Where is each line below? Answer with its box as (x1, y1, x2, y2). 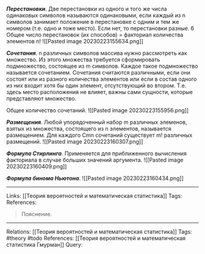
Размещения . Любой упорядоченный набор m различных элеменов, (6, 118, 187, 126)
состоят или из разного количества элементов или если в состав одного (6, 76, 197, 82)
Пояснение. (21, 211, 52, 217)
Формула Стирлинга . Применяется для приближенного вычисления (6, 150, 187, 157)
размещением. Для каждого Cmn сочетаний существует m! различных (6, 131, 193, 139)
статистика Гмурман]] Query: (6, 241, 83, 248)
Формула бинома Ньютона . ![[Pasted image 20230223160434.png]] (6, 175, 184, 182)
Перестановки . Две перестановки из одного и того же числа (6, 5, 167, 12)
